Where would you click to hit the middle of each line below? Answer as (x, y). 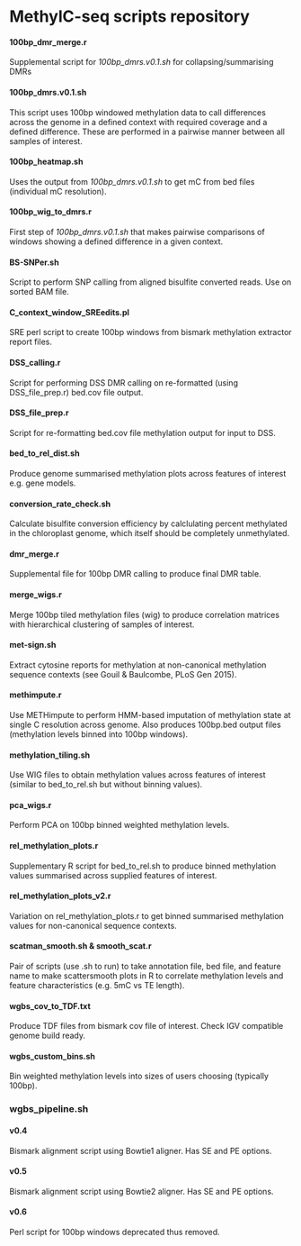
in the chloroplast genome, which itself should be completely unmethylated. (150, 533)
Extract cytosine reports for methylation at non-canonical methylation (138, 665)
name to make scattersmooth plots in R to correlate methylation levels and (146, 976)
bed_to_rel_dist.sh (44, 453)
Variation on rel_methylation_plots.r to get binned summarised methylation (147, 915)
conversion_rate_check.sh (60, 504)
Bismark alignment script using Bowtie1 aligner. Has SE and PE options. (141, 1151)
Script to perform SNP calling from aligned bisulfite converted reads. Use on (150, 282)
